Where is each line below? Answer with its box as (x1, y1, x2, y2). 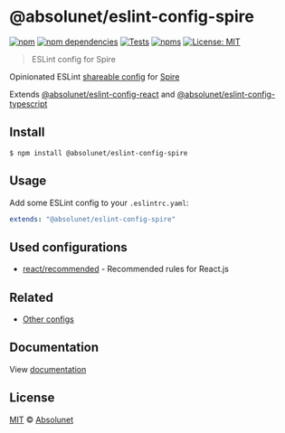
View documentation (9, 363, 87, 374)
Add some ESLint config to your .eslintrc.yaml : (9, 197, 189, 208)
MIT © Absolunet (9, 414, 74, 425)
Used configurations (9, 240, 128, 255)
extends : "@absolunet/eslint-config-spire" (9, 214, 176, 223)
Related (9, 289, 54, 305)
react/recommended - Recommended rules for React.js (22, 264, 229, 275)
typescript (9, 98, 48, 109)
